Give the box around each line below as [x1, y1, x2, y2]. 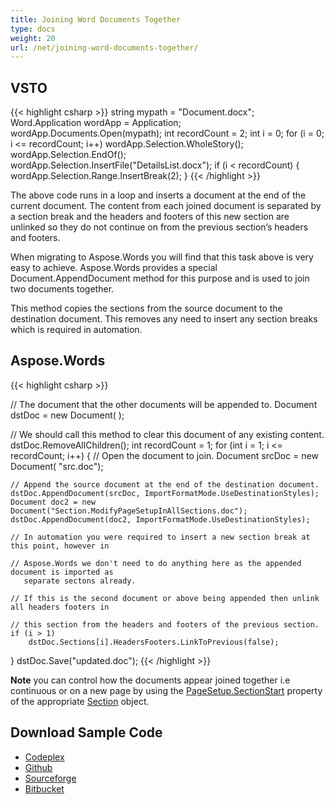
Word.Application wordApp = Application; [10, 117, 182, 129]
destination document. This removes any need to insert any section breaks [10, 313, 318, 325]
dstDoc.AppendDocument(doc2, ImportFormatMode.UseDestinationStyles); [10, 514, 311, 525]
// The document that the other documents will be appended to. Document [10, 398, 318, 410]
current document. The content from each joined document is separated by [10, 200, 322, 212]
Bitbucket [24, 782, 65, 795]
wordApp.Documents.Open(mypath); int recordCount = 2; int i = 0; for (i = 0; [10, 127, 325, 140]
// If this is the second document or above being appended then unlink [10, 593, 320, 603]
